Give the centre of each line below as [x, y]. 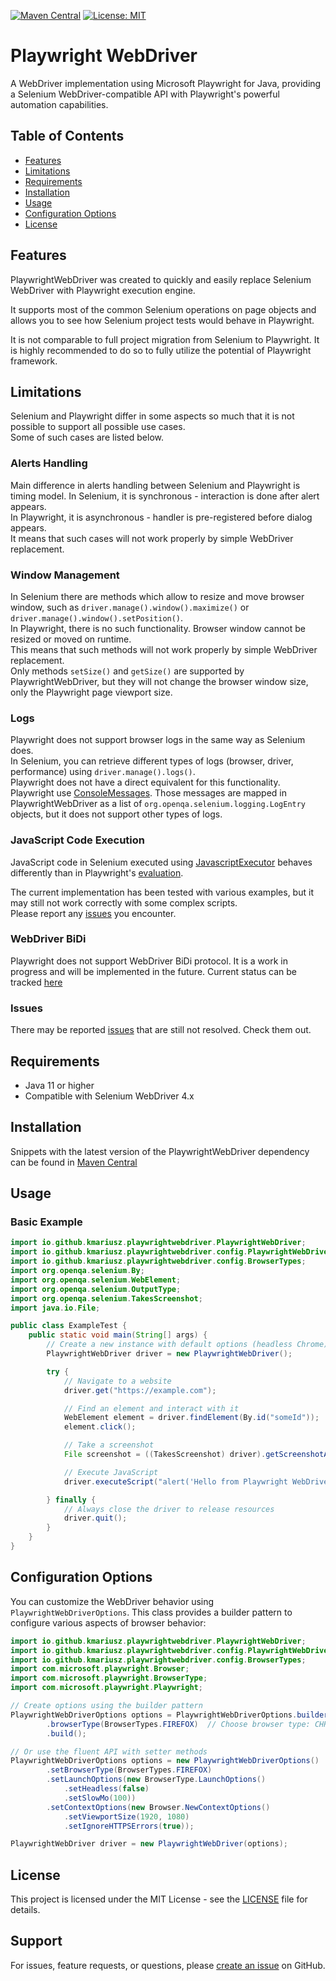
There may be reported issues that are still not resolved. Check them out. [161, 1030]
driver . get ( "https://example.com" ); [140, 1390]
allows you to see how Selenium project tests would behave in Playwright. [162, 320]
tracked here [36, 982]
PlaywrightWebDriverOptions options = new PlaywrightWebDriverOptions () [165, 1761]
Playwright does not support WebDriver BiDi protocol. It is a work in [149, 961]
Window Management [65, 575]
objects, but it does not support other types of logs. [116, 814]
